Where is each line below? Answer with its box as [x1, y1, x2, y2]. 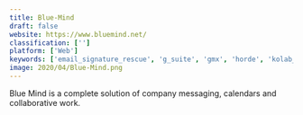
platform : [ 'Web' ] [9, 47, 78, 56]
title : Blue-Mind [9, 13, 75, 22]
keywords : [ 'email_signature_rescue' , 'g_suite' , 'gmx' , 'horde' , [9, 55, 264, 64]
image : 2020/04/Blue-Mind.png [9, 64, 124, 73]
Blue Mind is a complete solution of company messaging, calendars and [9, 87, 277, 99]
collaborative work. [9, 97, 81, 108]
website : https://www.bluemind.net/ [9, 30, 147, 39]
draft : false [9, 22, 59, 31]
